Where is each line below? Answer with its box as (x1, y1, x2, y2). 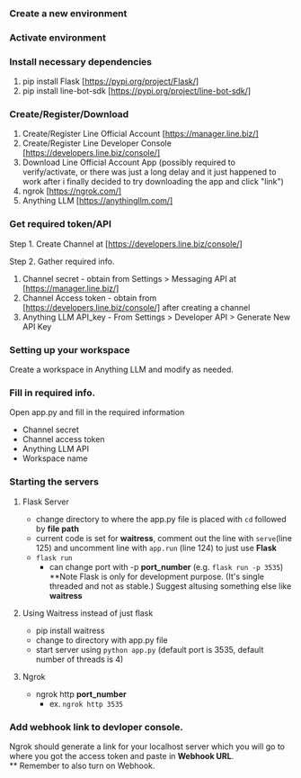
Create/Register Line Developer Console (22, 138, 173, 149)
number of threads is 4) (35, 654, 124, 665)
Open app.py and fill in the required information (9, 407, 185, 418)
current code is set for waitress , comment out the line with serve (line (35, 532, 292, 543)
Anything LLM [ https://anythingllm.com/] (22, 195, 173, 206)
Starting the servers (9, 475, 99, 488)
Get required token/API (9, 218, 112, 231)
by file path (35, 523, 79, 534)
